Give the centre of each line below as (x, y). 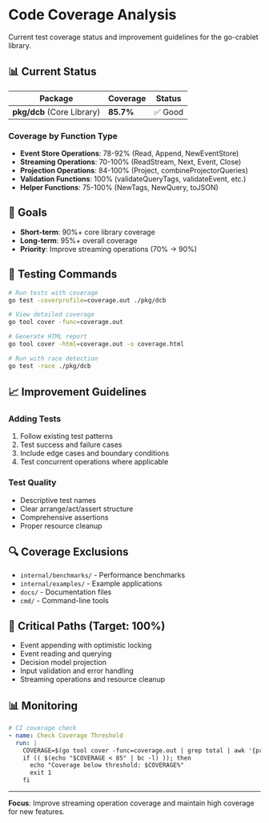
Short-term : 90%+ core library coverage (88, 232)
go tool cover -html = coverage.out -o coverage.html (96, 344)
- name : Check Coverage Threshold (66, 736)
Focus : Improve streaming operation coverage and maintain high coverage (131, 803)
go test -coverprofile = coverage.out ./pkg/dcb (87, 300)
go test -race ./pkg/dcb (50, 366)
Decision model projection (63, 663)
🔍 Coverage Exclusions (68, 552)
